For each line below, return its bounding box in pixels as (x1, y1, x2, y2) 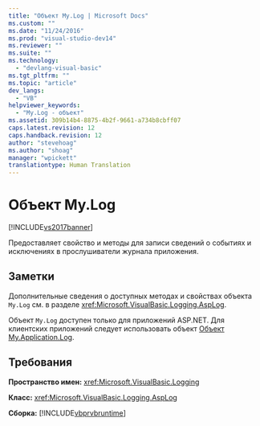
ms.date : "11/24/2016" (8, 27, 84, 35)
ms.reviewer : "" (8, 42, 63, 50)
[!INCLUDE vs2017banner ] (8, 223, 94, 232)
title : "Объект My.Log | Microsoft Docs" (8, 11, 149, 20)
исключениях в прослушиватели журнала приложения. (8, 247, 199, 256)
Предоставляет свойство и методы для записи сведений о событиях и (8, 238, 252, 248)
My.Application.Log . (8, 332, 75, 342)
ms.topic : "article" (8, 79, 78, 87)
